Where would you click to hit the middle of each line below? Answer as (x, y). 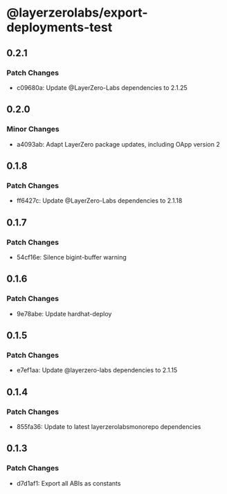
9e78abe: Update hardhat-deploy (64, 313)
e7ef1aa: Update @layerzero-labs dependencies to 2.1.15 (97, 370)
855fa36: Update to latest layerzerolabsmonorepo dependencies (109, 427)
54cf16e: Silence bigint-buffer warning (72, 257)
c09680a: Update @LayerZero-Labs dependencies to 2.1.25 (102, 87)
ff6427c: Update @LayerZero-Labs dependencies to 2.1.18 (99, 201)
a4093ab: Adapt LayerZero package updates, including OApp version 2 (118, 144)
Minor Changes (33, 129)
